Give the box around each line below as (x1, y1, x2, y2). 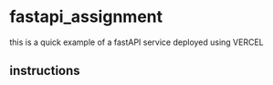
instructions (9, 63, 80, 79)
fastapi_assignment (9, 6, 163, 27)
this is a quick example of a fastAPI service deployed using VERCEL (9, 37, 265, 48)
